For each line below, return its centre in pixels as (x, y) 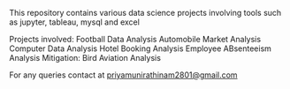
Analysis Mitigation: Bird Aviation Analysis (85, 58)
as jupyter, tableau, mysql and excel (74, 22)
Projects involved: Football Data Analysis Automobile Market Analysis (135, 39)
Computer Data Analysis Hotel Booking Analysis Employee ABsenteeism (141, 48)
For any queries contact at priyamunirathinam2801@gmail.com (123, 75)
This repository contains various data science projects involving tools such (145, 13)
